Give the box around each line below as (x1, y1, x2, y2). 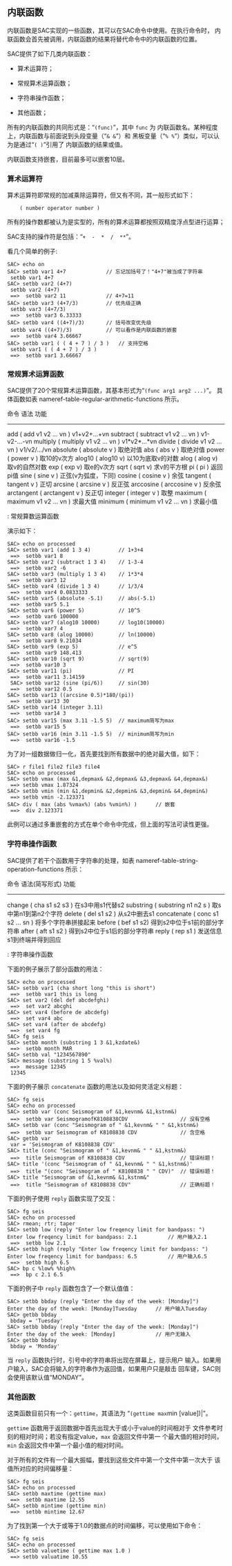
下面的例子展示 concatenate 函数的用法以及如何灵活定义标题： (7, 1082, 184, 1090)
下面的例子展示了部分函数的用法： (7, 964, 104, 973)
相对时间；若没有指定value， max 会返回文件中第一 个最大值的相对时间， (19, 1433, 223, 1440)
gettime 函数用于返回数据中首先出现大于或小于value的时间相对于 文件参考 (7, 1424, 217, 1432)
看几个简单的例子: (7, 248, 58, 256)
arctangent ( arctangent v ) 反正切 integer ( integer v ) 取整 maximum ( (7, 489, 207, 497)
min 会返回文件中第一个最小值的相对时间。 (7, 1441, 128, 1449)
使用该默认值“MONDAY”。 (12, 1373, 88, 1381)
